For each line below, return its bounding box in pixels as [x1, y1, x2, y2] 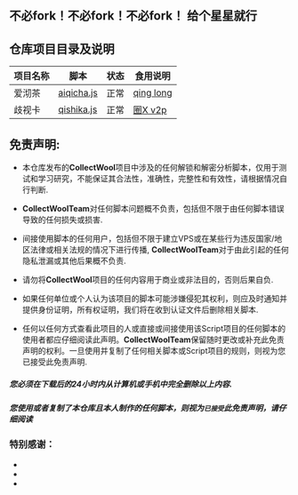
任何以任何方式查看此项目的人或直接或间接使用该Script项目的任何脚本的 [21, 323, 286, 334]
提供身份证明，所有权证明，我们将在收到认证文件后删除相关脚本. [21, 305, 259, 315]
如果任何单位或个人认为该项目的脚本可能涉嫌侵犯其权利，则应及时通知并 [21, 293, 287, 304]
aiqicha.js [58, 87, 98, 100]
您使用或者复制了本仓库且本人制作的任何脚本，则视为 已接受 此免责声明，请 [9, 403, 278, 413]
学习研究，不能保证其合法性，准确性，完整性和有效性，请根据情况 [37, 173, 280, 184]
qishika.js [58, 103, 98, 116]
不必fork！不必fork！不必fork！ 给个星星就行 [9, 8, 258, 24]
